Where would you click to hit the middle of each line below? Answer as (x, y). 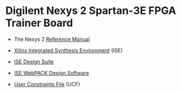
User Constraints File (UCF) (47, 84)
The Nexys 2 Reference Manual (52, 39)
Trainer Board (39, 23)
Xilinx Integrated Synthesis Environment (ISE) (68, 50)
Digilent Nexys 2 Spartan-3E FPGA (91, 11)
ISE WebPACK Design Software (51, 73)
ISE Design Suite (34, 62)
